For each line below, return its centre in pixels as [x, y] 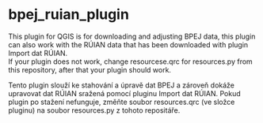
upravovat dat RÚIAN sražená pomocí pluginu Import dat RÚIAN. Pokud [124, 93]
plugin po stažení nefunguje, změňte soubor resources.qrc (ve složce [122, 102]
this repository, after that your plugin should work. [90, 69]
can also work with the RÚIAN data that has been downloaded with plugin [128, 44]
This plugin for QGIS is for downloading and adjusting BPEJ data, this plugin [132, 36]
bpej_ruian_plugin [69, 15]
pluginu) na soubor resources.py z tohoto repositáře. [94, 110]
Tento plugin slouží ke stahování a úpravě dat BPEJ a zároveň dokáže [122, 85]
